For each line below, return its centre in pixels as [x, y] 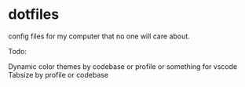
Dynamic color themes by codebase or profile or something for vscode [123, 66]
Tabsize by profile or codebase [58, 74]
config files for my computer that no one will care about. [99, 36]
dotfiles [34, 14]
